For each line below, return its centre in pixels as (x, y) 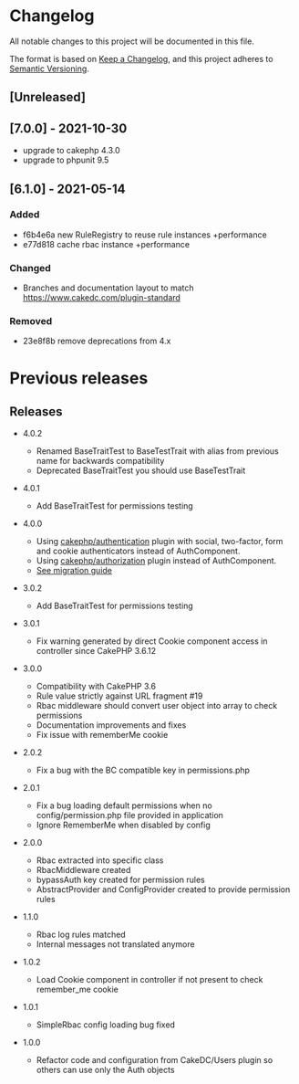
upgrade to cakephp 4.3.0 (71, 151)
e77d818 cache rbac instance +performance (106, 244)
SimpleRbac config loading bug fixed (106, 1025)
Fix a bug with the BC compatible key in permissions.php (143, 770)
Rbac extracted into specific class (100, 860)
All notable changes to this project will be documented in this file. (132, 41)
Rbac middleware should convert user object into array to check (157, 706)
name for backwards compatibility (100, 461)
